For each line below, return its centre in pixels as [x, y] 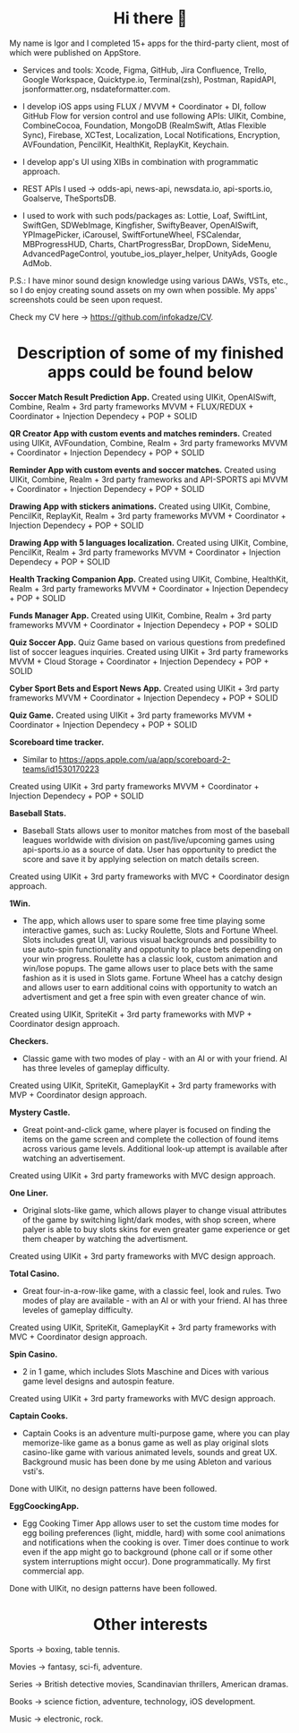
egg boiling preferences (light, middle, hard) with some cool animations [154, 1532]
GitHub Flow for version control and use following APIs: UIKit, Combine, [154, 116]
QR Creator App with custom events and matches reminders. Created [141, 433]
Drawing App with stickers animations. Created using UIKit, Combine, [140, 506]
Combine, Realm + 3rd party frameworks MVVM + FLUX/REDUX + [132, 406]
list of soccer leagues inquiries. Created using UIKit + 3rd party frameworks [149, 651]
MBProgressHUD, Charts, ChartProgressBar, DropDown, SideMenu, [146, 244]
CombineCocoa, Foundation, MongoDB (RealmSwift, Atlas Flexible [144, 125]
